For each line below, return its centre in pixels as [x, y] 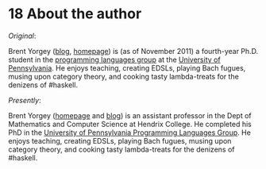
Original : [22, 36]
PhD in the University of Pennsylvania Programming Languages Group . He [130, 133]
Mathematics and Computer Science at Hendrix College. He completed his [130, 124]
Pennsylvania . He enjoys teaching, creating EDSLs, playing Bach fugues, [127, 67]
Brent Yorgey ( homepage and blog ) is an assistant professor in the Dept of [130, 115]
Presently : [25, 100]
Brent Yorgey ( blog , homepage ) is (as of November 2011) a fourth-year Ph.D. [133, 51]
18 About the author [75, 14]
